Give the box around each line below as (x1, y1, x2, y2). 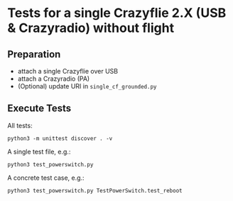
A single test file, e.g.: (7, 147, 71, 156)
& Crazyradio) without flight (7, 20, 175, 36)
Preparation (7, 48, 61, 60)
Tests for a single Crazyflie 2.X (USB (7, 5, 227, 21)
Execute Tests (7, 103, 72, 115)
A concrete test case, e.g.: (7, 173, 85, 182)
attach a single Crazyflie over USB (17, 67, 119, 75)
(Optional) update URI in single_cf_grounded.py (17, 82, 158, 90)
